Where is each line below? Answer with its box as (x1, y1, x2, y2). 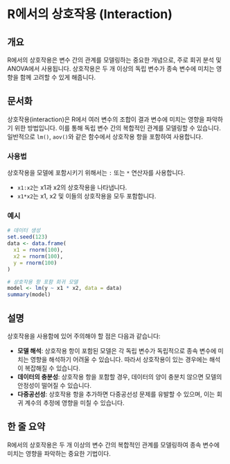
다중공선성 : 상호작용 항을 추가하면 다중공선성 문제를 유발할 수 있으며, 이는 (17, 390, 215, 398)
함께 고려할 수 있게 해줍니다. (19, 74, 96, 81)
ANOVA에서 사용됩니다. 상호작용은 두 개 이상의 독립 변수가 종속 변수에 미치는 (7, 65, 215, 73)
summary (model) (7, 291, 51, 298)
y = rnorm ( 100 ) (13, 259, 57, 266)
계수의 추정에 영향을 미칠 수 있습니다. (24, 398, 125, 406)
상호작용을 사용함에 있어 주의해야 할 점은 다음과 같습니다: (7, 332, 161, 340)
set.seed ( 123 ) (7, 234, 48, 241)
